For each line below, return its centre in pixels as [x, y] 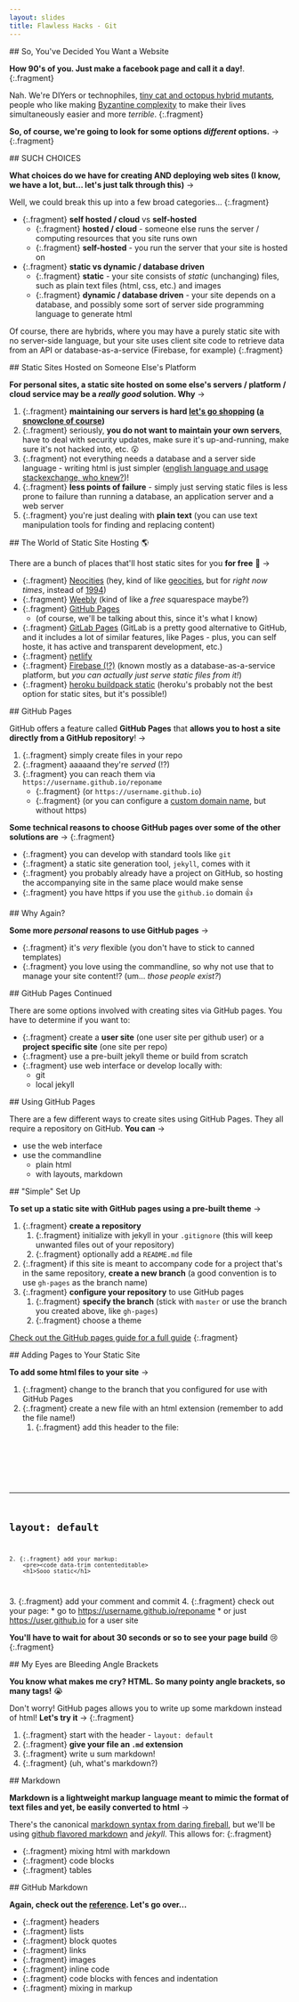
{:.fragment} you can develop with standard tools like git [126, 854]
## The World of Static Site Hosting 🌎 [79, 542]
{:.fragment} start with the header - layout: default [117, 1735]
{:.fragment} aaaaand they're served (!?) [96, 764]
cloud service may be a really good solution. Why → [107, 393]
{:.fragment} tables [57, 1869]
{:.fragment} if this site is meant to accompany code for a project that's [152, 1263]
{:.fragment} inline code [65, 1969]
